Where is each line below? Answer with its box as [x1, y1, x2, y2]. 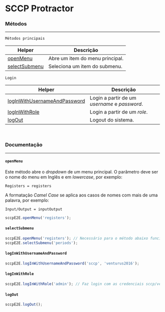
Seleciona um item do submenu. [48, 63, 123, 70]
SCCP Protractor [5, 3, 74, 14]
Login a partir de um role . [90, 109, 148, 116]
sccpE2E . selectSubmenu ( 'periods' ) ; [5, 240, 78, 245]
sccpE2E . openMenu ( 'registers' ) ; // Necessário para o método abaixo [5, 236, 148, 241]
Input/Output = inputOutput [5, 207, 63, 212]
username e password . [90, 101, 143, 108]
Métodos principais [5, 36, 45, 41]
